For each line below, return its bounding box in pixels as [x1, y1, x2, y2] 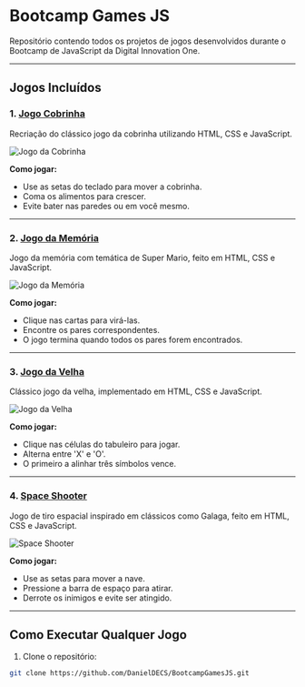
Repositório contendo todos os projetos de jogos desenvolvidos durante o [9, 35, 287, 46]
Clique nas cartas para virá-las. [22, 315, 141, 326]
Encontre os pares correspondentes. [22, 324, 161, 335]
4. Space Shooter [9, 490, 88, 502]
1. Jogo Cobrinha [9, 107, 86, 120]
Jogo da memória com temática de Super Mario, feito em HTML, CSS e [9, 252, 275, 263]
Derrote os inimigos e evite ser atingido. [22, 592, 172, 603]
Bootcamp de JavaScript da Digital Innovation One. [9, 45, 201, 56]
